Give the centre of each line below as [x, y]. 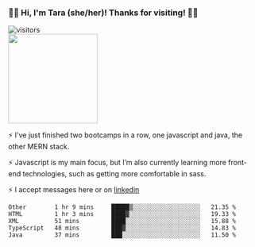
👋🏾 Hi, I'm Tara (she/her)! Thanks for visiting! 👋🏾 [103, 13]
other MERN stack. [39, 147]
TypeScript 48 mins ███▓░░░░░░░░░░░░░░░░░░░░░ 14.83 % [122, 228]
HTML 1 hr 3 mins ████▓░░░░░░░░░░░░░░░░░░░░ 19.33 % [122, 214]
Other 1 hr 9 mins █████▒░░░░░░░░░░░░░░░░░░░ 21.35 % [122, 207]
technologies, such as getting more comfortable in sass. [114, 174]
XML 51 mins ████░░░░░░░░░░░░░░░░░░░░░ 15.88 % [122, 222]
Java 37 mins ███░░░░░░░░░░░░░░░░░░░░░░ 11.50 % [122, 235]
